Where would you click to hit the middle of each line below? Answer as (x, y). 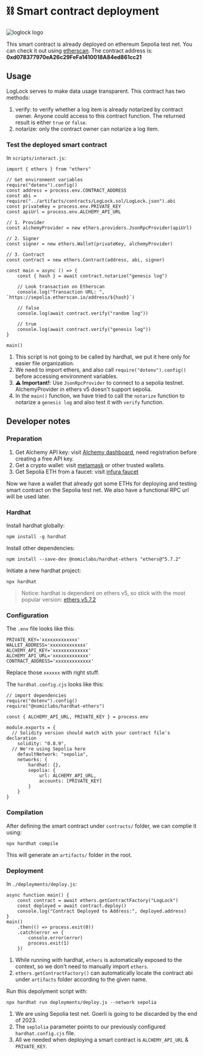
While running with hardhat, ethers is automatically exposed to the (98, 960)
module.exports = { (31, 728)
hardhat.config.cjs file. (45, 1033)
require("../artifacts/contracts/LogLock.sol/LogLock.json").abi (91, 202)
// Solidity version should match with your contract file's (91, 733)
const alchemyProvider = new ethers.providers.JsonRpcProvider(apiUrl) (99, 228)
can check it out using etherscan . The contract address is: (80, 50)
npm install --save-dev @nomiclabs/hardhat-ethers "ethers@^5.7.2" (94, 559)
